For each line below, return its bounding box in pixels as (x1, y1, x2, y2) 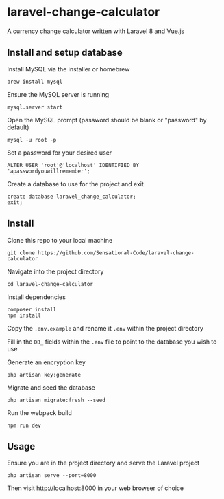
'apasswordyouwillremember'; (7, 168, 90, 175)
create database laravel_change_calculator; (7, 193, 136, 200)
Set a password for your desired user (7, 148, 112, 157)
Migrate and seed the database (7, 383, 96, 392)
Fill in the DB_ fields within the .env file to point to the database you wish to (7, 337, 217, 346)
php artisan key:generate (7, 371, 81, 378)
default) (7, 123, 29, 131)
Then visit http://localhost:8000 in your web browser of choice (7, 484, 184, 492)
